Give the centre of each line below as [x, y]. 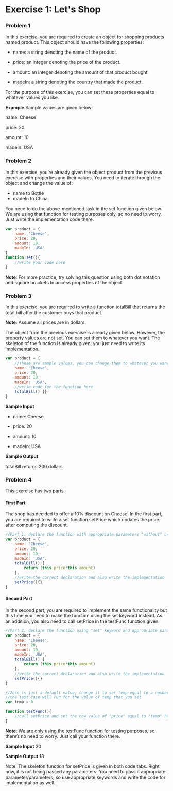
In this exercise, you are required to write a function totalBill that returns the [85, 307]
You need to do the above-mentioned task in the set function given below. [84, 208]
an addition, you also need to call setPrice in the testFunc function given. [82, 621]
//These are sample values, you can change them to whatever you [86, 363]
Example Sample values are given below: [49, 108]
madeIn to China [30, 198]
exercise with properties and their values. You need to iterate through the [83, 177]
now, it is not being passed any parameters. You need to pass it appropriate [85, 771]
